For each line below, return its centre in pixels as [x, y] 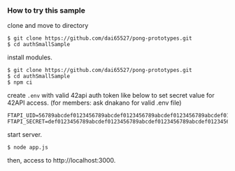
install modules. [30, 57]
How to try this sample [46, 10]
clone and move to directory [48, 26]
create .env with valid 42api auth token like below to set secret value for [111, 96]
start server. [25, 135]
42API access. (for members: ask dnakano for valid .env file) [94, 103]
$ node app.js [28, 148]
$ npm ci [20, 82]
